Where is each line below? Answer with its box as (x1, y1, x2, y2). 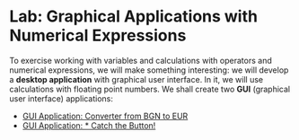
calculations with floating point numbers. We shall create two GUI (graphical (9, 83, 290, 94)
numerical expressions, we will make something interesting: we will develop (9, 65, 289, 75)
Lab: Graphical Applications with (9, 6, 259, 27)
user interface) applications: (9, 92, 114, 104)
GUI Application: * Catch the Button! (22, 119, 156, 131)
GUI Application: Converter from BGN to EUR (22, 110, 189, 121)
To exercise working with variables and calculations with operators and (9, 55, 272, 66)
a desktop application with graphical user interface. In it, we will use (9, 74, 263, 84)
